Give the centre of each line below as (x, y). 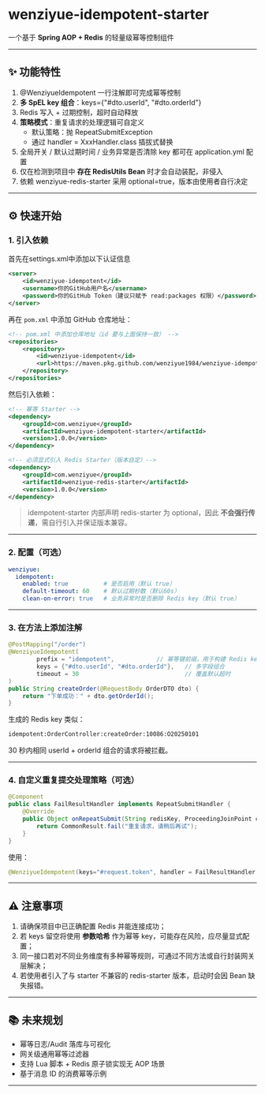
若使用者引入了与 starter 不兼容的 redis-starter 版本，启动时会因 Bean (133, 976)
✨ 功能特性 (35, 72)
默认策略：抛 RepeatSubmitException (92, 132)
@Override (39, 812)
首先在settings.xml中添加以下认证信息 (69, 259)
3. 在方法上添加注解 (45, 628)
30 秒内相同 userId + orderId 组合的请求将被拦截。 (90, 750)
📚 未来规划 (36, 1020)
